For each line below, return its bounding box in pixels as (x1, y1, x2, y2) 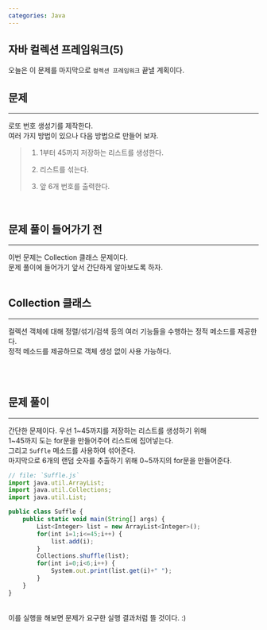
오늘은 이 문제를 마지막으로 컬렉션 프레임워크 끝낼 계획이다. (8, 65, 185, 75)
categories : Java (8, 11, 66, 20)
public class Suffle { (8, 508, 83, 516)
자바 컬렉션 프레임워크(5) (8, 43, 125, 56)
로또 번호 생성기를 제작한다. (8, 121, 94, 131)
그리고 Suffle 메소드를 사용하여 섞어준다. (8, 446, 136, 455)
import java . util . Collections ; (8, 486, 112, 494)
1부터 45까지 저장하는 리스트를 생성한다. (39, 148, 164, 157)
